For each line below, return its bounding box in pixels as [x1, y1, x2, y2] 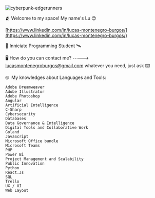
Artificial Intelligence [5, 103, 59, 108]
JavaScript [5, 134, 29, 139]
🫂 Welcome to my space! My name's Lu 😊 [5, 15, 96, 21]
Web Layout [5, 188, 29, 193]
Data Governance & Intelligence [5, 121, 74, 126]
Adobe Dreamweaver [5, 85, 45, 90]
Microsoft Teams [5, 143, 40, 148]
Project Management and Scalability [5, 156, 84, 162]
